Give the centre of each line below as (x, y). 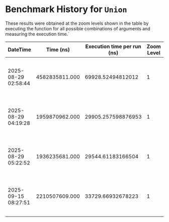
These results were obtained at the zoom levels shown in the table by (77, 23)
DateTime (19, 49)
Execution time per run (113, 46)
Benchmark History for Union (66, 9)
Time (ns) (58, 49)
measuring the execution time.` (37, 34)
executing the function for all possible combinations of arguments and (78, 28)
